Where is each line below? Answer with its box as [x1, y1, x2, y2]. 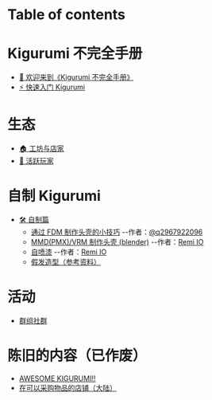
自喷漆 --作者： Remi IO [30, 247, 107, 257]
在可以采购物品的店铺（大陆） [18, 382, 117, 392]
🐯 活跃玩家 [18, 156, 54, 166]
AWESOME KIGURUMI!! [18, 373, 96, 383]
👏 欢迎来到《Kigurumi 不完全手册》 [18, 73, 134, 82]
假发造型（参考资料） [30, 257, 101, 266]
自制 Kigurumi [7, 187, 101, 205]
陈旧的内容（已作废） [7, 347, 148, 365]
